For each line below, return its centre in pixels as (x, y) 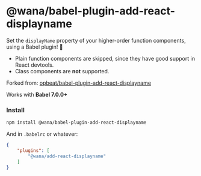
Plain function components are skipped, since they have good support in (105, 58)
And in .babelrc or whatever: (42, 134)
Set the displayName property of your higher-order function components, (96, 40)
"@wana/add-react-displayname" (67, 156)
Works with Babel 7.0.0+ (37, 94)
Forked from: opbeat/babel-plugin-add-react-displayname (79, 83)
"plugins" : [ (33, 150)
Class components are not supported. (62, 71)
